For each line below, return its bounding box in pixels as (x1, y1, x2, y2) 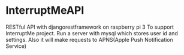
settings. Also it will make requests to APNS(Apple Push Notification (5, 36, 173, 43)
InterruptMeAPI (5, 4, 85, 17)
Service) (5, 42, 27, 50)
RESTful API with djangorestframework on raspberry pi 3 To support (5, 23, 174, 30)
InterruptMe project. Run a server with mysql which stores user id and (5, 29, 178, 36)
